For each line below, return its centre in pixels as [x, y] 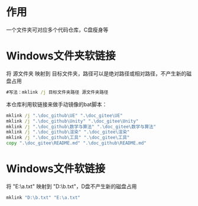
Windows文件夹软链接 [61, 56]
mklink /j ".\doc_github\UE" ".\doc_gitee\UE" [64, 115]
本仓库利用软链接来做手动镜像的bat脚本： [57, 104]
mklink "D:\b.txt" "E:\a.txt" [43, 197]
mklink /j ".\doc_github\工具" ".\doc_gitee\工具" [68, 138]
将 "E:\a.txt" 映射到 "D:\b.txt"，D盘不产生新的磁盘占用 [72, 186]
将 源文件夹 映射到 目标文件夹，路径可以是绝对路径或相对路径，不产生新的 [96, 73]
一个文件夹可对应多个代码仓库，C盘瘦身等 [57, 30]
